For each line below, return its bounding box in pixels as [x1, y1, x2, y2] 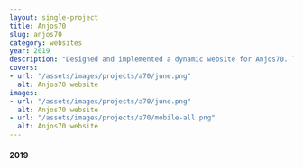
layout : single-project [9, 13, 99, 22]
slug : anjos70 [9, 30, 63, 39]
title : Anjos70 [9, 22, 67, 31]
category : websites [9, 38, 83, 48]
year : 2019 [9, 47, 50, 56]
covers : [9, 64, 39, 73]
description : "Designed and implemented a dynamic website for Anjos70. [9, 55, 289, 64]
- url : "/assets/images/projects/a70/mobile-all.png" [9, 113, 216, 122]
